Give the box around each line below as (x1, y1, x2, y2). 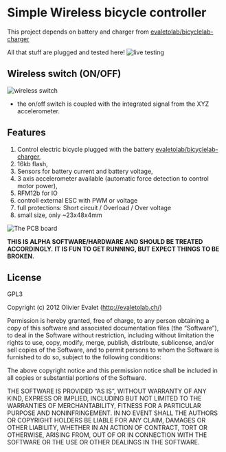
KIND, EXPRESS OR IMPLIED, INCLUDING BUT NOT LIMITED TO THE (7, 394, 202, 403)
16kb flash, (16, 159, 48, 168)
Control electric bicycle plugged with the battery (16, 145, 155, 153)
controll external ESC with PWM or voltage (16, 196, 138, 204)
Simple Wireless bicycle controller (7, 5, 207, 21)
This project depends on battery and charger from (7, 27, 150, 36)
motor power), (16, 181, 58, 190)
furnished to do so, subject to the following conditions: (7, 353, 161, 361)
